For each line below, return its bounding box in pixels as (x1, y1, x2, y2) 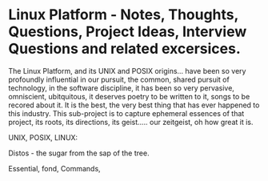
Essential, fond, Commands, (8, 163, 102, 173)
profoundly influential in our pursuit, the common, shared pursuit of (8, 74, 230, 84)
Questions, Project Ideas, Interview (8, 22, 247, 41)
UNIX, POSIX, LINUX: (8, 132, 78, 142)
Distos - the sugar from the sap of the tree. (8, 148, 150, 158)
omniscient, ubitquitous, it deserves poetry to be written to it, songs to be (8, 91, 250, 101)
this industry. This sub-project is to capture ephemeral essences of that (8, 108, 245, 118)
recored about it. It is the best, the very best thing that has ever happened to (8, 100, 260, 110)
